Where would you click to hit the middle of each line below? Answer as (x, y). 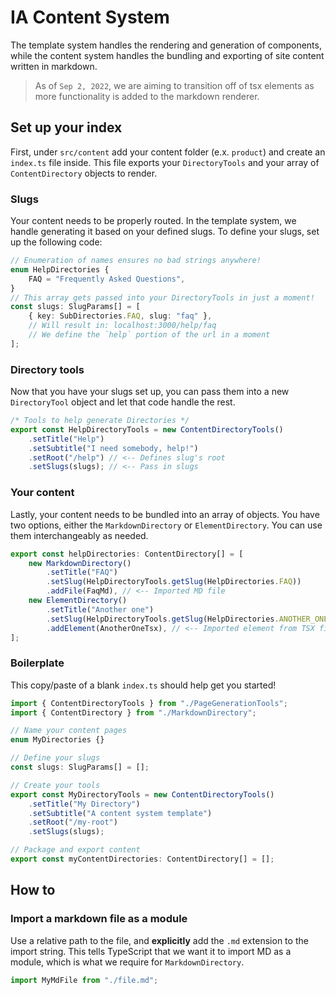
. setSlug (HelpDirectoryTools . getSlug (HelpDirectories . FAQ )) (174, 582)
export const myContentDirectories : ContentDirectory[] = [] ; (142, 859)
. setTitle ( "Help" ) (66, 439)
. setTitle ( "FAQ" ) (82, 572)
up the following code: (56, 242)
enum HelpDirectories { (60, 269)
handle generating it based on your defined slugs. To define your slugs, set (165, 232)
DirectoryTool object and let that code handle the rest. (123, 402)
